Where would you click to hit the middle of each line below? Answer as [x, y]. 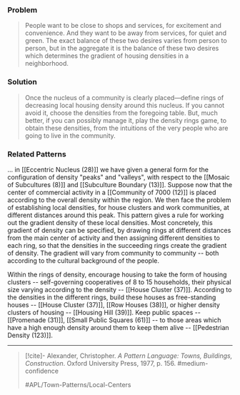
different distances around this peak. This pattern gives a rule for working [116, 215]
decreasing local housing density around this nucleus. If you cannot [125, 105]
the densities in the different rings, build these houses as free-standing [112, 297]
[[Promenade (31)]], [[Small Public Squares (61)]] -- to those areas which [114, 320]
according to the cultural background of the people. [83, 260]
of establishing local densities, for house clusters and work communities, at [119, 207]
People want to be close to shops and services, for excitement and [123, 26]
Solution [22, 82]
